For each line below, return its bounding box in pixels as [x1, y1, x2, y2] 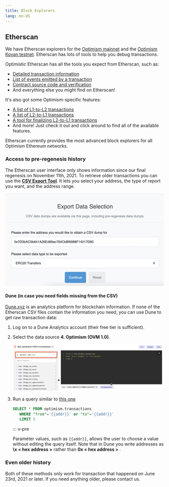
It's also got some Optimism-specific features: [5, 97, 102, 103]
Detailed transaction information [12, 71, 79, 77]
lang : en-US [5, 13, 30, 19]
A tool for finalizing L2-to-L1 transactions [12, 117, 98, 123]
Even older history [5, 459, 51, 466]
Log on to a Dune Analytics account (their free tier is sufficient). [12, 324, 145, 330]
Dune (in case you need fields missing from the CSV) [5, 293, 118, 299]
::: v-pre [12, 426, 29, 432]
